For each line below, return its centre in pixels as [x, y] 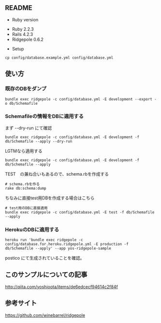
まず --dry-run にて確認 [29, 128]
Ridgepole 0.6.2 [28, 39]
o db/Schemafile [21, 103]
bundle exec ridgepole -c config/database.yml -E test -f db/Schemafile [80, 212]
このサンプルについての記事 [46, 275]
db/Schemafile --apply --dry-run [39, 141]
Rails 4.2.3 [22, 34]
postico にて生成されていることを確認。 [45, 258]
